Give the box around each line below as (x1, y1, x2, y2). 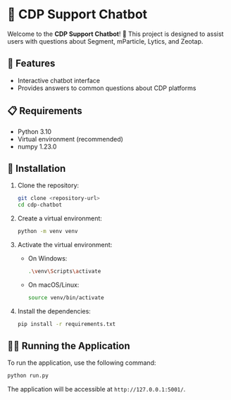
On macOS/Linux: (27, 280, 80, 289)
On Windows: (27, 254, 68, 263)
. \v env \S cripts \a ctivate (27, 268, 101, 275)
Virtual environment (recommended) (17, 135, 123, 143)
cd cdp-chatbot (17, 201, 63, 208)
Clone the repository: (17, 181, 80, 189)
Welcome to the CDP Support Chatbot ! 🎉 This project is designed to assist (7, 30, 224, 38)
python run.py (7, 373, 49, 380)
